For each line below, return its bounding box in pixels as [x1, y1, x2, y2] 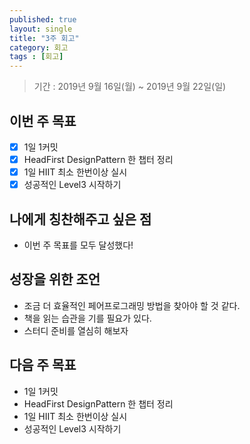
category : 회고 [9, 42, 69, 53]
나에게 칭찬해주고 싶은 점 [9, 211, 152, 228]
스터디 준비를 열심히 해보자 [23, 324, 129, 336]
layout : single [9, 24, 73, 34]
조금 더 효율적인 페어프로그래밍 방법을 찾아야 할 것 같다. [23, 299, 241, 311]
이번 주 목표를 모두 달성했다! [23, 239, 134, 251]
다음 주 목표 [9, 357, 77, 374]
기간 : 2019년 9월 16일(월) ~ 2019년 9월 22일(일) [33, 81, 227, 93]
